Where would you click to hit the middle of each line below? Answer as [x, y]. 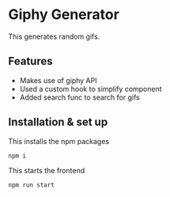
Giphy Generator [64, 15]
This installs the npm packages [59, 141]
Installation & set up [58, 122]
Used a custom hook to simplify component [91, 89]
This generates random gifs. [54, 36]
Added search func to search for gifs [79, 97]
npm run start [32, 185]
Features [30, 61]
